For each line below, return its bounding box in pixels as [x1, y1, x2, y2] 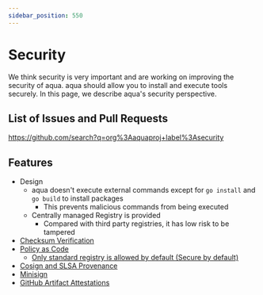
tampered [43, 228, 75, 237]
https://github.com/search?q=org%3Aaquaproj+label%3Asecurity [8, 132, 224, 143]
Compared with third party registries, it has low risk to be [43, 219, 230, 228]
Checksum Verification [19, 236, 95, 246]
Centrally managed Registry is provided [31, 211, 161, 220]
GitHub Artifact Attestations [19, 278, 110, 288]
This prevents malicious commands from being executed [43, 202, 229, 212]
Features [8, 155, 53, 169]
